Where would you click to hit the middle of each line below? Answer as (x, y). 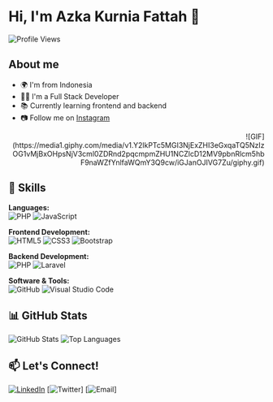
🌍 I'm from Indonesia (56, 84)
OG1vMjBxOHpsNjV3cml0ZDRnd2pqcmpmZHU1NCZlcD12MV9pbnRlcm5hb (139, 153)
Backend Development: (49, 256)
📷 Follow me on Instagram (65, 118)
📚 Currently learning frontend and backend (93, 106)
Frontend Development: (50, 231)
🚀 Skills (27, 188)
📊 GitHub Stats (48, 316)
